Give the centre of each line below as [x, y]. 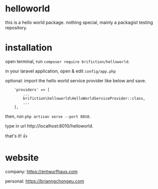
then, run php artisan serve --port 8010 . [48, 116]
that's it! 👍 [16, 136]
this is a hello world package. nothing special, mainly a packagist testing [79, 22]
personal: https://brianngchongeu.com [45, 181]
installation [29, 48]
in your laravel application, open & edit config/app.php [60, 71]
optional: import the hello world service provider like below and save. [76, 80]
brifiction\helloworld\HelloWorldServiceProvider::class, [84, 98]
